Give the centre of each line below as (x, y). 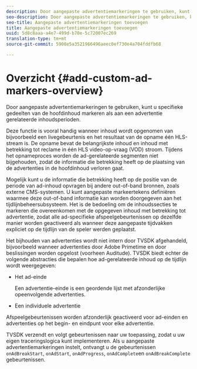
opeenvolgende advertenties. (50, 294)
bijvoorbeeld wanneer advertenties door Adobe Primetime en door (86, 247)
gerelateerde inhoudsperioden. (43, 119)
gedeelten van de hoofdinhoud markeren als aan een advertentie (84, 113)
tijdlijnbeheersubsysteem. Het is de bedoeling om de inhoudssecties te (92, 204)
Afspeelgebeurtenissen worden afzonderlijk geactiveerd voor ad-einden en (97, 317)
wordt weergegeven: (31, 265)
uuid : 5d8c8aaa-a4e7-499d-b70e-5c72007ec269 (61, 33)
